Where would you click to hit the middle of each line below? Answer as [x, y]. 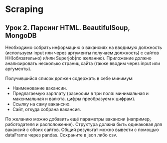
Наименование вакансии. [40, 88]
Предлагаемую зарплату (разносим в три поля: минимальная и [80, 93]
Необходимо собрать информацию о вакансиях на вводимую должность [83, 47]
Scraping [24, 9]
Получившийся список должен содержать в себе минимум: [69, 78]
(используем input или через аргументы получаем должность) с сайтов [82, 53]
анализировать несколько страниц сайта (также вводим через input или [83, 63]
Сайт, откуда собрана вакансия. [47, 109]
